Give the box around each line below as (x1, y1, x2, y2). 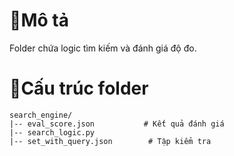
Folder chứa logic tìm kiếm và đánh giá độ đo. (9, 42, 197, 54)
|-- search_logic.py (9, 127, 96, 138)
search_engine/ (9, 110, 73, 120)
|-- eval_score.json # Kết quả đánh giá (9, 119, 225, 129)
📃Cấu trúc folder (9, 77, 149, 100)
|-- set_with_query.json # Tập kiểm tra (9, 136, 212, 146)
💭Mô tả (9, 9, 69, 32)
